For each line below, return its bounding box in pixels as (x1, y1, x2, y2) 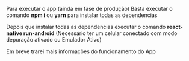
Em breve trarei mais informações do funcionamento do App (6, 48, 156, 55)
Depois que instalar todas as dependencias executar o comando (6, 24, 166, 30)
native (6, 30, 23, 37)
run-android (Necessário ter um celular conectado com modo (23, 30, 178, 37)
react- (167, 24, 184, 30)
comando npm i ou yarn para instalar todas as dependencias (6, 11, 158, 19)
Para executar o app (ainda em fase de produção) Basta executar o (6, 5, 173, 12)
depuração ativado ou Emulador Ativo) (6, 36, 102, 43)
